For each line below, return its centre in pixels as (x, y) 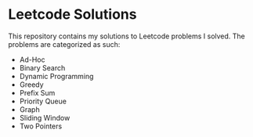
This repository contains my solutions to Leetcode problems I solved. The (127, 36)
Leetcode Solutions (72, 14)
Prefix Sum (37, 92)
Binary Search (42, 67)
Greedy (32, 85)
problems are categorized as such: (64, 44)
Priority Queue (43, 101)
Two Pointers (41, 126)
